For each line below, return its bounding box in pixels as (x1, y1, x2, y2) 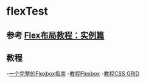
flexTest (6, 4, 49, 18)
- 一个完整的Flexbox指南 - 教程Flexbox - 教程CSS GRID (6, 70, 140, 78)
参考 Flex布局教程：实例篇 (6, 30, 105, 40)
